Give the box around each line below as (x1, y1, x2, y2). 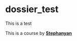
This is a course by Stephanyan (5, 30, 72, 36)
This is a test (5, 20, 32, 26)
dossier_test (5, 4, 59, 15)
